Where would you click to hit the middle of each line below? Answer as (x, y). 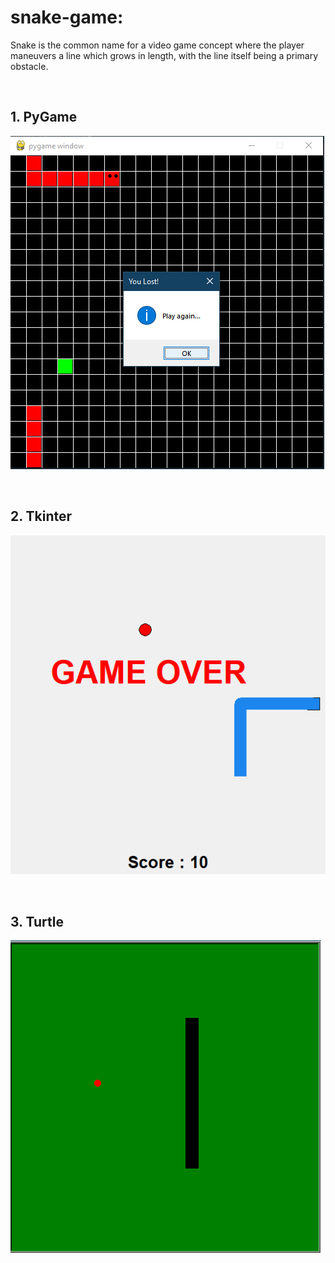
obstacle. (29, 66)
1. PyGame (44, 117)
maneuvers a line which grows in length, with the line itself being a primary (164, 55)
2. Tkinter (41, 516)
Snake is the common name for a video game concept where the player (157, 45)
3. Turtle (37, 921)
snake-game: (67, 17)
